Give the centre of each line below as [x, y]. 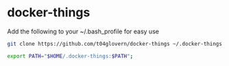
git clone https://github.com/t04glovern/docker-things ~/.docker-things [115, 44]
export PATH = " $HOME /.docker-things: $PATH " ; [70, 56]
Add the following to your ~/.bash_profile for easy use [83, 31]
